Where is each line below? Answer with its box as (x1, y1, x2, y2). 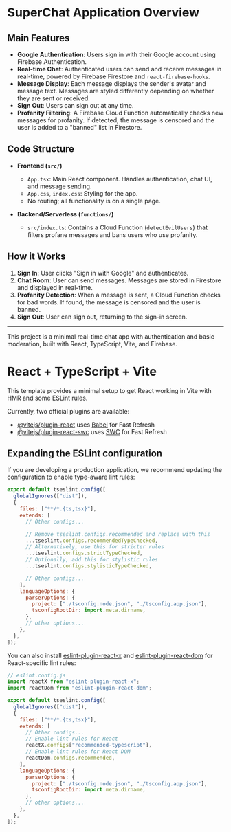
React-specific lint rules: (7, 658, 76, 667)
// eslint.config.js (7, 672, 67, 679)
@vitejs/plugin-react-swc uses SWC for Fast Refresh (16, 427, 167, 436)
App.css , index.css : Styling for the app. (27, 189, 138, 197)
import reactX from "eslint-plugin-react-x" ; (7, 678, 140, 685)
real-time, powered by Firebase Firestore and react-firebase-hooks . (16, 72, 211, 80)
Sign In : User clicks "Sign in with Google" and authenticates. (16, 269, 189, 277)
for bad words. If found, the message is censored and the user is (16, 297, 201, 306)
